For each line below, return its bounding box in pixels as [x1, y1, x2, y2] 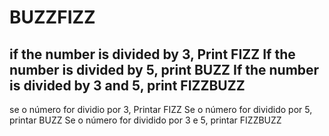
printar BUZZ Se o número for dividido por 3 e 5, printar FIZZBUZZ [9, 114, 282, 126]
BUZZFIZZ [9, 6, 96, 29]
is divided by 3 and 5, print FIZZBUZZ [9, 77, 246, 94]
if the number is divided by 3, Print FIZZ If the [9, 46, 296, 63]
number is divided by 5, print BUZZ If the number [9, 61, 320, 78]
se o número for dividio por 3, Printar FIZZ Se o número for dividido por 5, [9, 104, 313, 115]
